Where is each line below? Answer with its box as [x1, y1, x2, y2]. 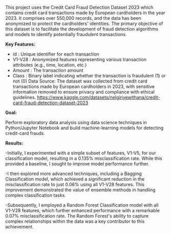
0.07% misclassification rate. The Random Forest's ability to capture [5, 213, 149, 219]
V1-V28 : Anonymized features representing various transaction [12, 56, 146, 63]
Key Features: [5, 41, 36, 47]
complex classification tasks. [5, 192, 66, 198]
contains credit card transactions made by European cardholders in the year [5, 10, 166, 16]
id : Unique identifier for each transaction [12, 51, 100, 57]
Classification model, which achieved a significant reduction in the [5, 176, 144, 182]
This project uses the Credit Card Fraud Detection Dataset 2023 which [5, 5, 154, 10]
